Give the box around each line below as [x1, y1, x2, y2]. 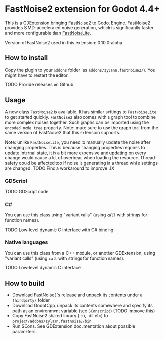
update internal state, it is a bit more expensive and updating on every [5, 150, 146, 156]
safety [5, 160, 18, 166]
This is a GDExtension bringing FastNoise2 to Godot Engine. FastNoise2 [5, 20, 151, 26]
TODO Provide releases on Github [5, 81, 74, 87]
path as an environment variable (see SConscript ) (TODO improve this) [12, 308, 155, 313]
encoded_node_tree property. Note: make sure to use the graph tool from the [5, 124, 159, 130]
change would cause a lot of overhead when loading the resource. [5, 155, 139, 160]
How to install [5, 54, 48, 62]
